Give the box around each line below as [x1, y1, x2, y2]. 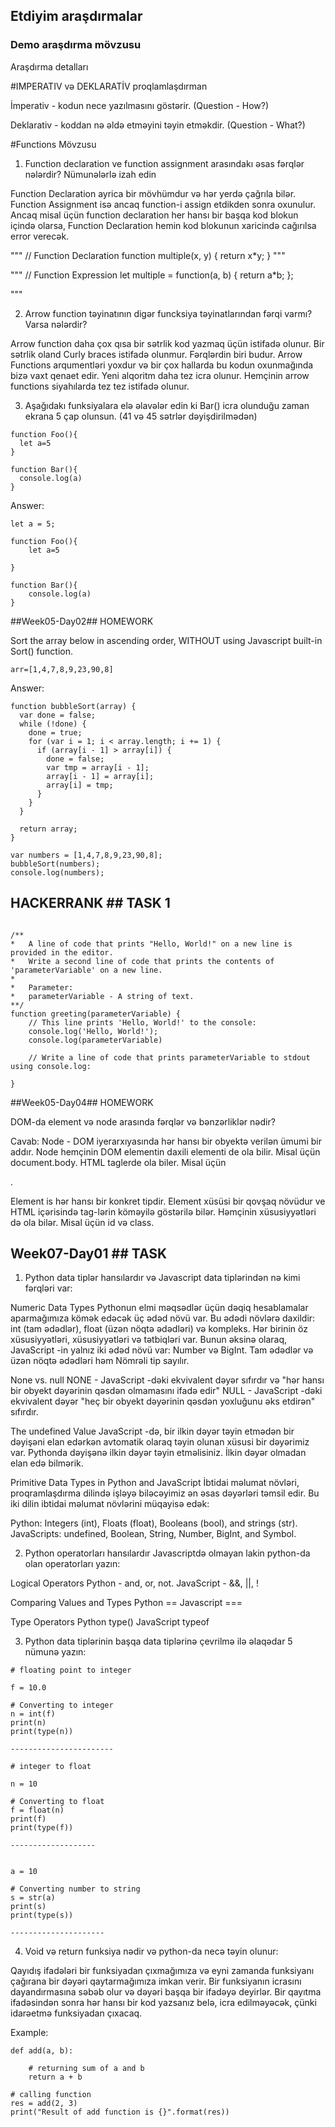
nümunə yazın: [24, 1646, 87, 1658]
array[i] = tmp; [46, 780, 114, 790]
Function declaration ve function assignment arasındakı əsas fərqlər [24, 157, 305, 169]
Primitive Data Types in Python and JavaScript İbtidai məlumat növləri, [10, 1477, 300, 1489]
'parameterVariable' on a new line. [10, 965, 163, 975]
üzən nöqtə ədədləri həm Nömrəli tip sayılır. [10, 1355, 190, 1367]
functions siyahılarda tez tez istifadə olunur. [10, 380, 190, 392]
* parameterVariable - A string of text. [10, 991, 195, 1001]
